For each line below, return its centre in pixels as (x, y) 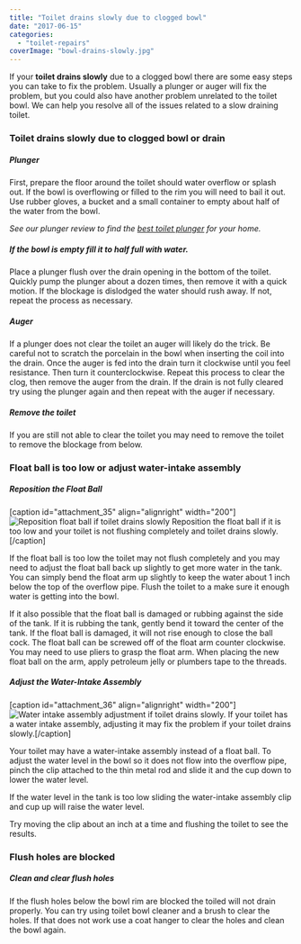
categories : (31, 34)
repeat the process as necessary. (71, 300)
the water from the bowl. (55, 211)
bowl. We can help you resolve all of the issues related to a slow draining (144, 105)
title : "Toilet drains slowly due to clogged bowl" (108, 18)
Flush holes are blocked (62, 857)
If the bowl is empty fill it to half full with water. (99, 249)
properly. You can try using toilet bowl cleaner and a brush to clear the (140, 911)
